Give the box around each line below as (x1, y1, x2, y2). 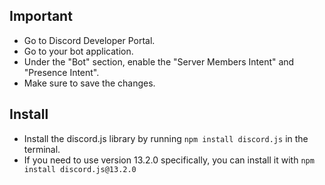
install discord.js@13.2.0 (23, 164, 137, 174)
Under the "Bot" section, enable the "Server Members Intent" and (23, 55, 295, 68)
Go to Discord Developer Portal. (23, 34, 156, 46)
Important (9, 8, 73, 25)
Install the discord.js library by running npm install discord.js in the (23, 132, 309, 144)
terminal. (23, 143, 61, 155)
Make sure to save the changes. (23, 77, 156, 89)
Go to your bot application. (23, 45, 134, 57)
